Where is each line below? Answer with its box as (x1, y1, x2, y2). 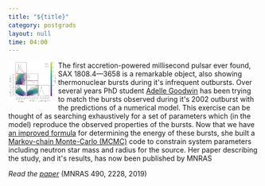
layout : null (8, 29, 52, 37)
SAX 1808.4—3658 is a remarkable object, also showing (58, 69, 243, 79)
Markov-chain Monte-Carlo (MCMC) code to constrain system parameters (8, 137, 252, 146)
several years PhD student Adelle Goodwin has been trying (58, 86, 251, 95)
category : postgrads (8, 21, 77, 29)
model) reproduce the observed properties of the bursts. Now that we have (8, 120, 255, 130)
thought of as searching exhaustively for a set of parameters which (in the (8, 111, 251, 121)
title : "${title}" (8, 13, 69, 21)
